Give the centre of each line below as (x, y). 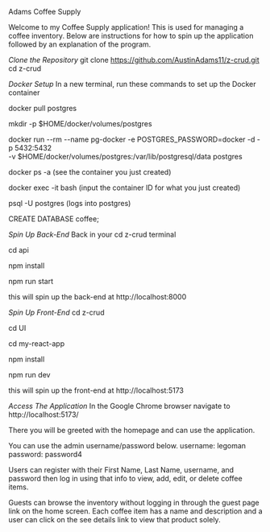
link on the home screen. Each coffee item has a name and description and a (135, 511)
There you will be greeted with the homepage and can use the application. (132, 430)
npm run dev (29, 375)
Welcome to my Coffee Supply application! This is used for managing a (126, 27)
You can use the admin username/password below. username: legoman (127, 445)
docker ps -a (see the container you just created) (90, 172)
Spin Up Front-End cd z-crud (56, 312)
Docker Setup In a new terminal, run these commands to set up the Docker (132, 84)
